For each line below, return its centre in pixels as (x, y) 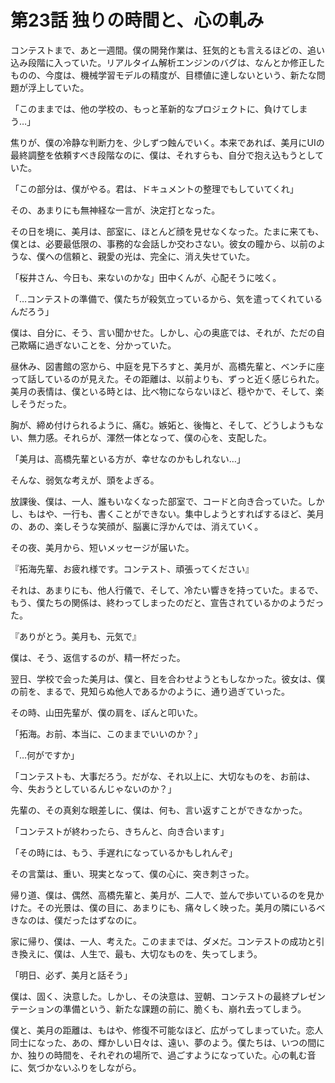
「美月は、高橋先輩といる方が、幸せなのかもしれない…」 (128, 458)
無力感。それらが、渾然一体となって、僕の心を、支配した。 (149, 437)
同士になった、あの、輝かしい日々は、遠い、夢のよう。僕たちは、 (146, 1042)
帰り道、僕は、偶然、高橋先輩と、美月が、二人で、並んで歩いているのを (158, 895)
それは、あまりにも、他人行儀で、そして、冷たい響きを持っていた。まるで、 (167, 590)
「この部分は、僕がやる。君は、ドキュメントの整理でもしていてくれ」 (154, 188)
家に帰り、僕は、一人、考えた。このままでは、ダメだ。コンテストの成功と (163, 941)
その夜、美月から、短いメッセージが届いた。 (102, 547)
